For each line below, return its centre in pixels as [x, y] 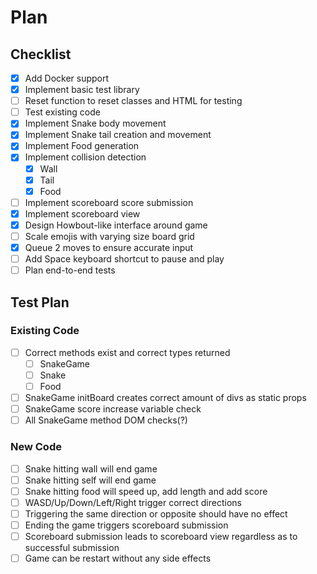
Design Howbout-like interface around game [116, 225]
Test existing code [62, 112]
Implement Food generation [82, 146]
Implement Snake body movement [95, 123]
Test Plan [40, 302]
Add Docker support [67, 78]
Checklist [41, 54]
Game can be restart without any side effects [118, 558]
